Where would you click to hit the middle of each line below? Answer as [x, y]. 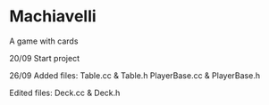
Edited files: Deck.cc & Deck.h [65, 93]
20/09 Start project [45, 58]
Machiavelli [53, 16]
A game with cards [44, 41]
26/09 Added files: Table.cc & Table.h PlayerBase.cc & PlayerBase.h [135, 75]
